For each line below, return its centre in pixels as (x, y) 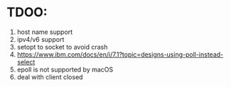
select (26, 62)
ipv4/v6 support (41, 39)
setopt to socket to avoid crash (62, 47)
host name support (45, 32)
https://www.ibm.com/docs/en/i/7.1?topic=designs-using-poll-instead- (120, 54)
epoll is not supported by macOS (65, 69)
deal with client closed (50, 77)
